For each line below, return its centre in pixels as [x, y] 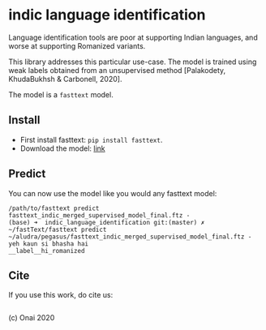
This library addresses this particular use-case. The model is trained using [133, 62]
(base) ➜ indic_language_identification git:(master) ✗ [107, 222]
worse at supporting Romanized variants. [77, 45]
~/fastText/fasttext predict [58, 229]
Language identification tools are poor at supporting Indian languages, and [133, 37]
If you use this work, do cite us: [61, 295]
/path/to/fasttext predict [54, 208]
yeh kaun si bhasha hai [49, 244]
